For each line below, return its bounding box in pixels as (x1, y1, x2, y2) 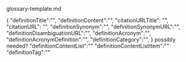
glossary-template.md (6, 5, 62, 12)
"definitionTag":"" (6, 49, 50, 56)
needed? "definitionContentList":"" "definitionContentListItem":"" (6, 42, 170, 49)
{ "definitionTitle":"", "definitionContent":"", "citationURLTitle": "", (6, 17, 168, 23)
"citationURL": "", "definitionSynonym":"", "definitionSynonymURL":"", (6, 23, 181, 30)
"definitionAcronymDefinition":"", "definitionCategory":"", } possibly (6, 36, 176, 43)
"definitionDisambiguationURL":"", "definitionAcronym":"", (6, 29, 151, 37)
